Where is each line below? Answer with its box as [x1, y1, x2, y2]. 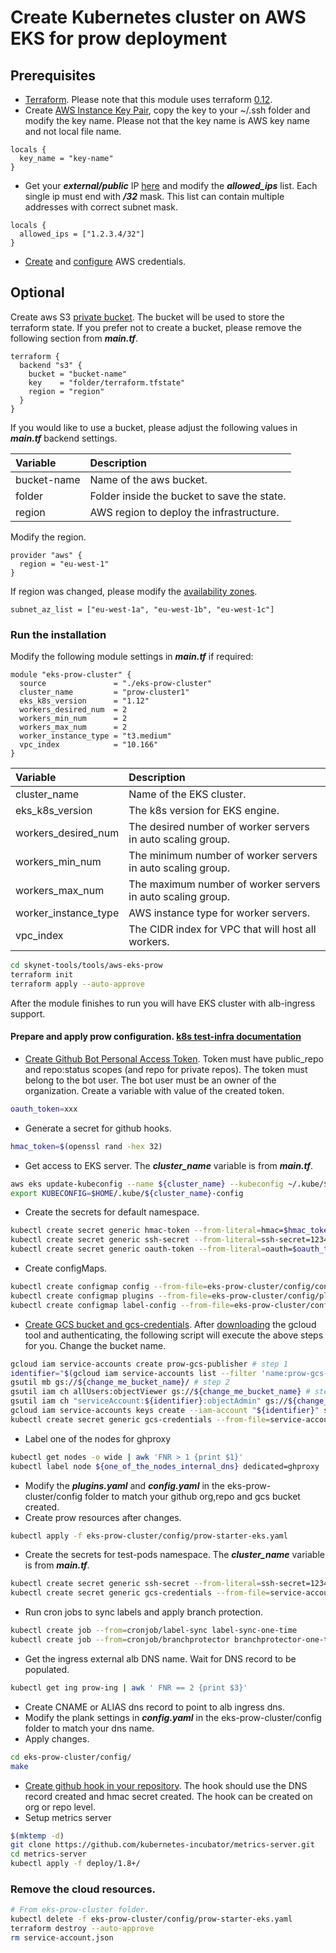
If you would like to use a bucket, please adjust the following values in [10, 421, 298, 433]
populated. [24, 1663, 70, 1675]
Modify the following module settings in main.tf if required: [10, 651, 254, 663]
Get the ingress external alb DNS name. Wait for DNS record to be [24, 1652, 297, 1665]
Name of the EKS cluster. [128, 787, 247, 801]
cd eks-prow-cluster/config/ [10, 1752, 132, 1762]
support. [10, 1007, 46, 1020]
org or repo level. [24, 1801, 96, 1813]
